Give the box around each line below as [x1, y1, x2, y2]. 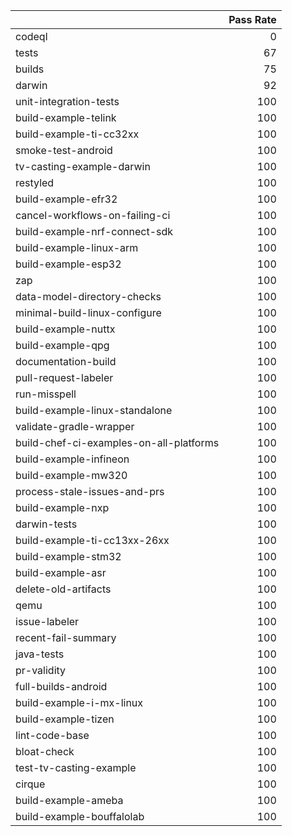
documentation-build [15, 355, 117, 368]
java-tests [15, 647, 65, 661]
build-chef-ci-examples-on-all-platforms [15, 436, 220, 449]
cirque [15, 777, 46, 791]
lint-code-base [15, 729, 90, 742]
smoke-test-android [15, 144, 113, 157]
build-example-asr [15, 566, 107, 579]
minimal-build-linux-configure [15, 306, 162, 319]
